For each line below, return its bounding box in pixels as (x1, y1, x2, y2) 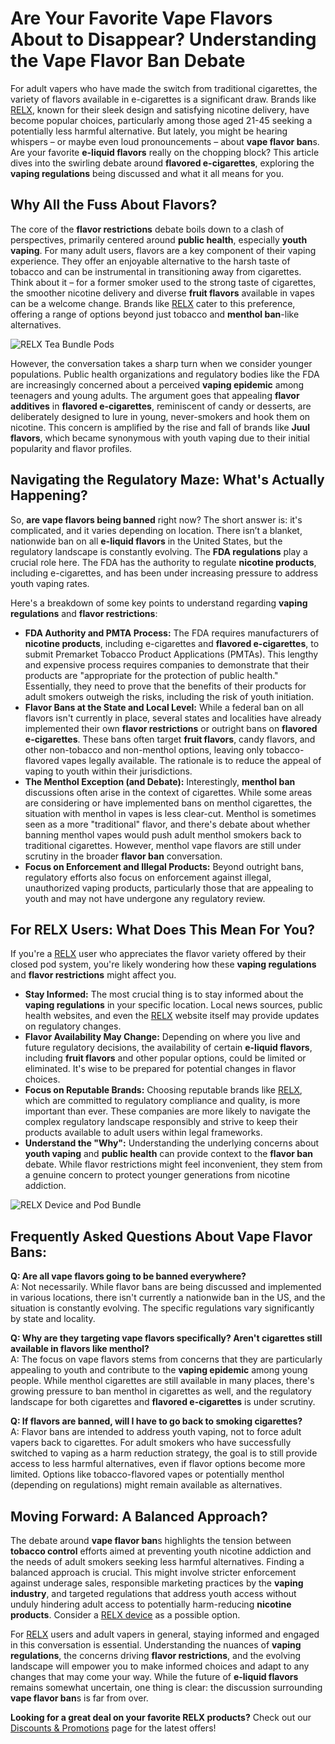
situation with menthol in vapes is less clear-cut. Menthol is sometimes (24, 807, 317, 819)
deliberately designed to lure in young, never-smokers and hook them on (10, 410, 311, 422)
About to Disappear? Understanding (10, 28, 317, 51)
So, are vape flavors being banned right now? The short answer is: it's (10, 513, 303, 526)
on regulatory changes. (24, 1020, 122, 1032)
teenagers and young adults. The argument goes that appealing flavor (10, 389, 300, 401)
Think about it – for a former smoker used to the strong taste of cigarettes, (10, 276, 317, 288)
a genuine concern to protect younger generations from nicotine (24, 1169, 291, 1181)
